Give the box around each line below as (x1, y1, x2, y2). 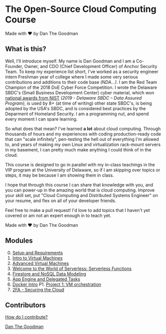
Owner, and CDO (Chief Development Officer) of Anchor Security (24, 63, 158, 69)
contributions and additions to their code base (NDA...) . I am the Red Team (5, 79, 158, 85)
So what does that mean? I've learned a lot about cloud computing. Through (5, 126, 161, 132)
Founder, (5, 63, 23, 69)
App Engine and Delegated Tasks (12, 276, 80, 282)
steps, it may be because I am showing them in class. (5, 172, 114, 178)
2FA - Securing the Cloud (12, 286, 64, 292)
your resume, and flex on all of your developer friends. (5, 198, 116, 203)
